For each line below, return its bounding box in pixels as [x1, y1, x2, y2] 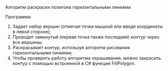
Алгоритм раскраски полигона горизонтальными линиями [5, 4, 131, 10]
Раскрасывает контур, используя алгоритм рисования [12, 45, 130, 50]
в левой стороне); [12, 29, 51, 34]
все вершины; [12, 39, 43, 45]
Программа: [5, 14, 32, 19]
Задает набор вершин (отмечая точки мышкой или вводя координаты [12, 23, 163, 29]
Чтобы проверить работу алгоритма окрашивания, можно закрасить [12, 55, 161, 61]
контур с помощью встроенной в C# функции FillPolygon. [12, 61, 136, 66]
